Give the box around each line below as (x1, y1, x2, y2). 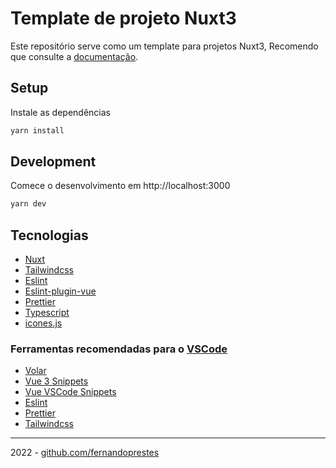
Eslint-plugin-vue (24, 285, 97, 297)
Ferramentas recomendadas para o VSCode (10, 342, 228, 356)
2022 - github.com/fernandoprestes (10, 447, 160, 459)
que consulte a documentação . (10, 50, 139, 62)
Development (10, 153, 97, 171)
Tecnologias (10, 227, 89, 244)
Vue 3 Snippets (24, 375, 89, 387)
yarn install (10, 125, 65, 136)
